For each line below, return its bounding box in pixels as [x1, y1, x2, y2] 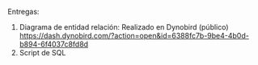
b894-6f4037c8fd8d [19, 39, 89, 49]
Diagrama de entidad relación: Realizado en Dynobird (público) [19, 22, 229, 31]
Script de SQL [19, 48, 66, 57]
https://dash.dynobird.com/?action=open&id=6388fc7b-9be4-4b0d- [19, 31, 250, 40]
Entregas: [7, 7, 40, 16]
